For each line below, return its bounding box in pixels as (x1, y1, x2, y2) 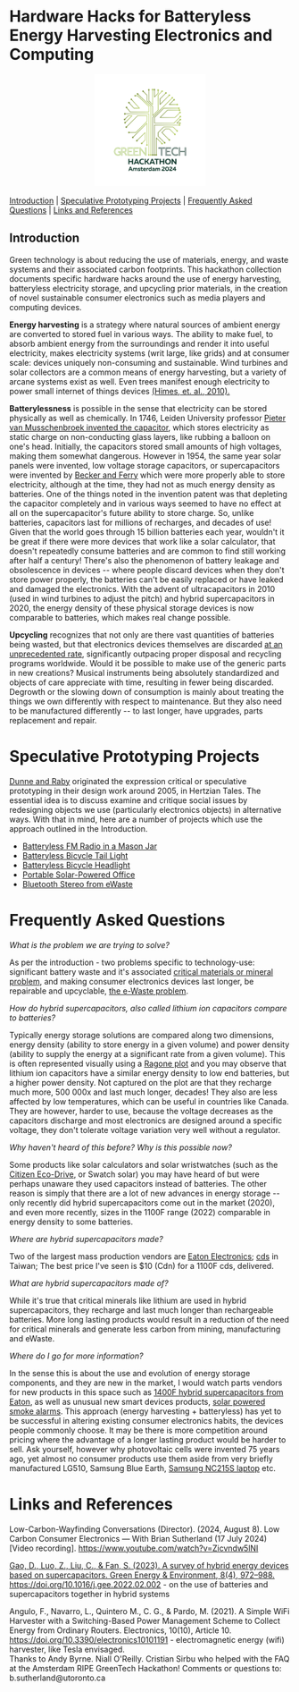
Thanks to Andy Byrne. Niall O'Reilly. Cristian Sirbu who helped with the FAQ (9, 1653, 290, 1664)
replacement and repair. (9, 715, 97, 725)
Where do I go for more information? (9, 1350, 144, 1361)
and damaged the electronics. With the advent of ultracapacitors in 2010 (9, 583, 276, 594)
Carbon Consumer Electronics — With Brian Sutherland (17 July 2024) (9, 1533, 268, 1544)
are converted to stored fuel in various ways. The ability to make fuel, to (9, 328, 274, 339)
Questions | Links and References (9, 204, 134, 216)
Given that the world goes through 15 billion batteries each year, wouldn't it (9, 526, 285, 537)
